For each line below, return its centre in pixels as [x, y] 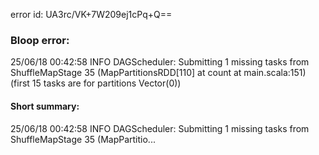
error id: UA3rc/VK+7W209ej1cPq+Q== [91, 14]
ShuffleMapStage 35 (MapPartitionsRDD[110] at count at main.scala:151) [158, 73]
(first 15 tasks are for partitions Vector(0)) [96, 83]
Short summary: [45, 106]
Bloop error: [40, 40]
